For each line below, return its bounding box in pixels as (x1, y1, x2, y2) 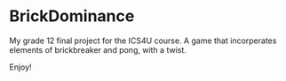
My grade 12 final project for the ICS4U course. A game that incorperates (9, 35, 277, 46)
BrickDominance (9, 6, 135, 26)
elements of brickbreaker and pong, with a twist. (9, 44, 187, 55)
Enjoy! (9, 62, 33, 72)
